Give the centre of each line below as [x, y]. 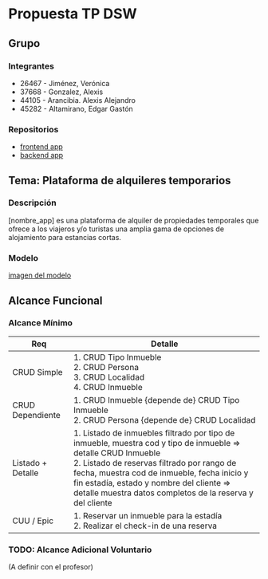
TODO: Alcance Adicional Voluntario [80, 549]
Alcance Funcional [55, 300]
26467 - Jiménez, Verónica [65, 83]
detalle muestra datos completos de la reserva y [163, 493]
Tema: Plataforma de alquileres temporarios [120, 180]
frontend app [41, 147]
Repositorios [33, 129]
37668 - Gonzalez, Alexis [61, 92]
